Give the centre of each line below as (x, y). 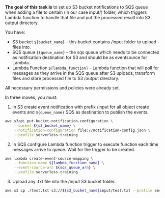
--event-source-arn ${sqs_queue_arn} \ (55, 168)
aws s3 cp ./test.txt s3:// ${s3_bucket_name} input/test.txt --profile (79, 191)
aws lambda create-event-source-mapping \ (49, 158)
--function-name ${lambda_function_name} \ (59, 163)
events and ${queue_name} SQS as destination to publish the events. (80, 112)
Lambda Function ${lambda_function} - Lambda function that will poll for (86, 68)
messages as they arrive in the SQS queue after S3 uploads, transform (83, 73)
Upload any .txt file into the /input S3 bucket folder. (64, 182)
